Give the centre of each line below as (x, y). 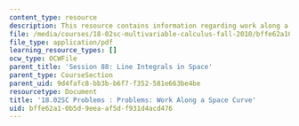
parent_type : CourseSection (61, 75)
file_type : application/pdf (61, 42)
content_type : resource (53, 17)
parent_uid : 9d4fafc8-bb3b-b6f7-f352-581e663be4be (105, 83)
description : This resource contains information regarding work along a (149, 26)
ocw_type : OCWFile (43, 59)
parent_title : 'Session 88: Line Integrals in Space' (111, 67)
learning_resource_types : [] (63, 51)
